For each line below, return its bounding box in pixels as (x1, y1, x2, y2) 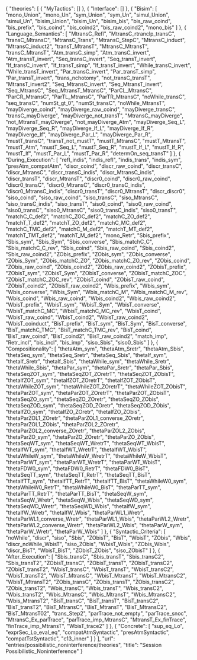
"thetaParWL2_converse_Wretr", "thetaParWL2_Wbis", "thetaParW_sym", (5, 522, 184, 528)
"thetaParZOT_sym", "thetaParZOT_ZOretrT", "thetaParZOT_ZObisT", (5, 390, 171, 396)
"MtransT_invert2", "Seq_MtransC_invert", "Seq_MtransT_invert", (5, 81, 163, 88)
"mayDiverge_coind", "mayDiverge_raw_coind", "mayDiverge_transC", (5, 106, 176, 113)
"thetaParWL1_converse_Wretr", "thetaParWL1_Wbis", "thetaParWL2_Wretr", (5, 515, 190, 522)
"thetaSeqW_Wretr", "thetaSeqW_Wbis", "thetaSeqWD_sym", (5, 496, 154, 503)
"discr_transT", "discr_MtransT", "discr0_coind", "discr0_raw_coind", (5, 175, 172, 182)
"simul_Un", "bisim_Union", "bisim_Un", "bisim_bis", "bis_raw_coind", (5, 18, 172, 24)
